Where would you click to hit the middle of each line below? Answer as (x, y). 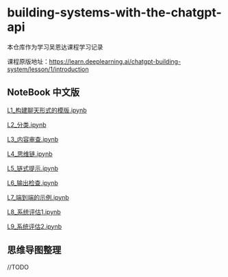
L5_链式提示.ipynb (33, 168)
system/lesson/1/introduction (48, 69)
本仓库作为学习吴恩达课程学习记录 (55, 47)
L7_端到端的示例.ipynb (38, 197)
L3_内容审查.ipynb (33, 139)
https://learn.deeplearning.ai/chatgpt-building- (115, 61)
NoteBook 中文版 (43, 93)
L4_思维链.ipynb (30, 154)
